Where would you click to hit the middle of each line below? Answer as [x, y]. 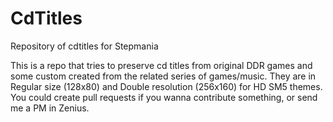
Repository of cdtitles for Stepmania [84, 46]
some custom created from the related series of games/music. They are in [163, 76]
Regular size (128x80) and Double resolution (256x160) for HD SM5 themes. [166, 86]
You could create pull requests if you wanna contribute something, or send [164, 97]
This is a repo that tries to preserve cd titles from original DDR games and [161, 65]
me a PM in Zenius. [50, 108]
